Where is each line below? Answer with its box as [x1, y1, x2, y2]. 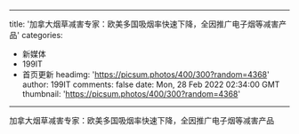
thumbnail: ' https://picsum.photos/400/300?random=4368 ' [21, 89, 241, 99]
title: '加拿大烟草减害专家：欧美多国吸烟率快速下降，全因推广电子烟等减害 [9, 19, 279, 29]
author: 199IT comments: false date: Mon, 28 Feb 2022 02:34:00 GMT [21, 79, 280, 90]
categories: [21, 30, 64, 40]
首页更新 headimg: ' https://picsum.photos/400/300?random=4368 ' [21, 69, 270, 80]
